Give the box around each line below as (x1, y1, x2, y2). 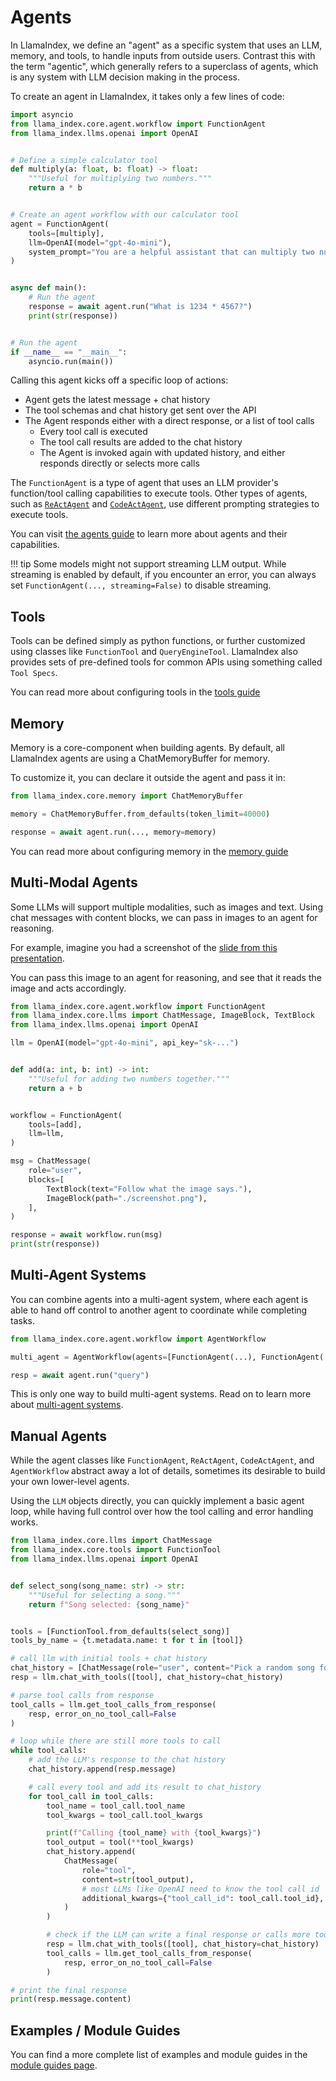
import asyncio (10, 109, 74, 120)
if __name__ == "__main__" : (10, 347, 128, 357)
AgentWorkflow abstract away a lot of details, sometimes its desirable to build (10, 1465, 326, 1477)
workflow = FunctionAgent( (10, 1110, 123, 1120)
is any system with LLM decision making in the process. (10, 71, 241, 83)
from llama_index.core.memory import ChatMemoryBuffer (10, 791, 244, 801)
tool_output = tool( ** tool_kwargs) (46, 1837, 195, 1848)
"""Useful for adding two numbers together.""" (28, 1074, 230, 1084)
